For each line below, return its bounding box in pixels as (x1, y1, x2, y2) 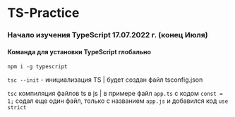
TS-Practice (7, 5, 80, 21)
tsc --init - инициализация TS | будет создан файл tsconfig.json (7, 75, 203, 84)
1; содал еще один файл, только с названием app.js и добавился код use (7, 97, 229, 105)
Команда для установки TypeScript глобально (7, 47, 152, 56)
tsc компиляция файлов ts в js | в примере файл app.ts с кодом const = (7, 90, 224, 98)
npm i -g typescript (7, 63, 68, 70)
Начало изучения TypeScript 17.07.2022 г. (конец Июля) (7, 30, 208, 40)
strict (7, 104, 27, 111)
